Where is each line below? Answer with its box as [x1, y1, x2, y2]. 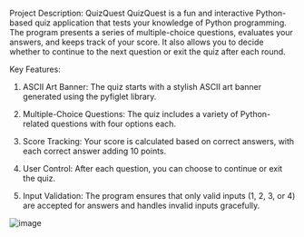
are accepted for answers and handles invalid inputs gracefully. [22, 200, 260, 211]
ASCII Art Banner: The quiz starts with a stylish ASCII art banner [22, 82, 261, 92]
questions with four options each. [51, 118, 177, 129]
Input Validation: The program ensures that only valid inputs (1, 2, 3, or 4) [22, 191, 296, 201]
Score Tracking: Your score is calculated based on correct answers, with [22, 136, 295, 146]
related [22, 118, 50, 129]
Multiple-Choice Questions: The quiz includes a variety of [22, 109, 239, 119]
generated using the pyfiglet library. [22, 91, 157, 102]
